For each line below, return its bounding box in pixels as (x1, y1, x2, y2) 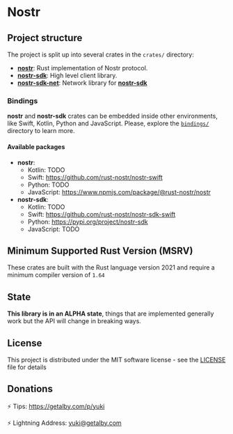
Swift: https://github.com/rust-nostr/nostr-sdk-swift (27, 210, 176, 218)
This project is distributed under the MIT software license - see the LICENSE (7, 355, 226, 364)
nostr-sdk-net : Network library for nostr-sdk (17, 79, 147, 87)
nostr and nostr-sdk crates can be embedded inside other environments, (7, 112, 218, 121)
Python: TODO (27, 180, 70, 189)
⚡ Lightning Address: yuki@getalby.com (7, 419, 122, 427)
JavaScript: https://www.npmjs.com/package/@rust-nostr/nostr (27, 187, 211, 196)
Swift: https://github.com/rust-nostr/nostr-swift (27, 173, 163, 181)
